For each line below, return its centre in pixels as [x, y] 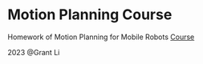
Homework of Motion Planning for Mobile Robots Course [101, 37]
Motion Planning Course [90, 15]
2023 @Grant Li [34, 52]
